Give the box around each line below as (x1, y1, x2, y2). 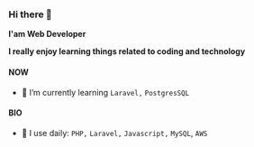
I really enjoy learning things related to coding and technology (8, 46, 246, 57)
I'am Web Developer (8, 29, 86, 40)
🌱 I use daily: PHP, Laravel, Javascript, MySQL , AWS (21, 127, 208, 138)
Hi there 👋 (8, 8, 53, 21)
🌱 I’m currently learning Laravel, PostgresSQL (21, 87, 190, 97)
